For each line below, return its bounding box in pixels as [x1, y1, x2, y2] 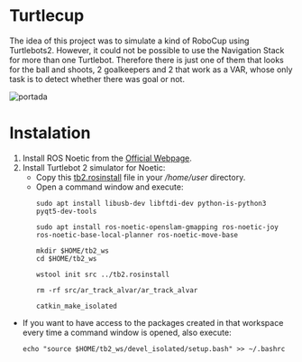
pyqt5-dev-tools [35, 207, 97, 216]
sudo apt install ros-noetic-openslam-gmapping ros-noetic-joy [35, 222, 279, 231]
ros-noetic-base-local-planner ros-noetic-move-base [35, 230, 239, 239]
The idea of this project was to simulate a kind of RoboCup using [9, 35, 250, 46]
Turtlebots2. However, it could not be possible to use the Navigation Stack [9, 44, 285, 55]
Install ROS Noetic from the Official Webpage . [22, 153, 192, 163]
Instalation [9, 123, 91, 144]
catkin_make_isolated [35, 302, 117, 311]
